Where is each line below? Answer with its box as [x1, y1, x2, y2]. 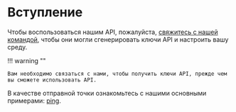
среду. [7, 43, 28, 51]
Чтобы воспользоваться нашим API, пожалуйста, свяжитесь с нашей [7, 28, 218, 36]
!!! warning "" [7, 56, 46, 65]
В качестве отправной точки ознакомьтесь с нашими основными [7, 89, 207, 97]
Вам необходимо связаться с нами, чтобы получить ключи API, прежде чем [7, 70, 227, 77]
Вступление [7, 4, 83, 21]
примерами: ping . [7, 96, 62, 105]
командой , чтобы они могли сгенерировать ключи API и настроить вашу [7, 35, 229, 43]
